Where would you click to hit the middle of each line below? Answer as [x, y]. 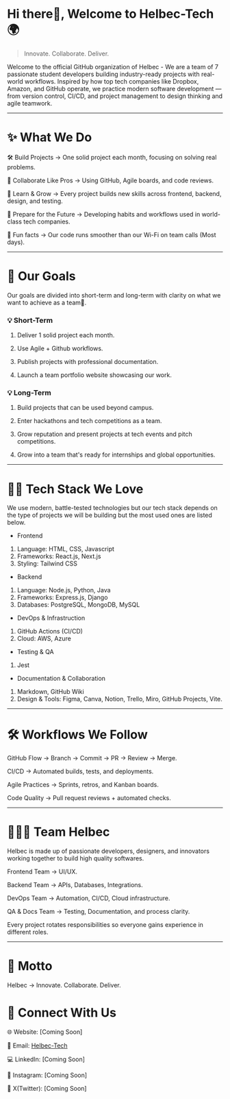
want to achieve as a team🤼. [47, 302]
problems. [21, 167]
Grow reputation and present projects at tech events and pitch [105, 434]
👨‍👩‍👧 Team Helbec [59, 832]
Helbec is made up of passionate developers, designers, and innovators [108, 851]
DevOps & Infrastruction [51, 618]
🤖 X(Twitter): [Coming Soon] [47, 1089]
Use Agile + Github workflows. [60, 348]
